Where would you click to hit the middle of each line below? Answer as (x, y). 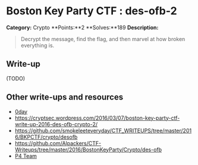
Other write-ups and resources (65, 97)
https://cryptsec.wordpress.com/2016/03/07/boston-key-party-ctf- (97, 118)
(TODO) (16, 78)
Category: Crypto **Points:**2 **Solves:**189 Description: (82, 27)
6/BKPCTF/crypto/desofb (46, 137)
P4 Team (26, 155)
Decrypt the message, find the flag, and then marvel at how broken (103, 39)
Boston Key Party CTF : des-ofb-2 (92, 11)
